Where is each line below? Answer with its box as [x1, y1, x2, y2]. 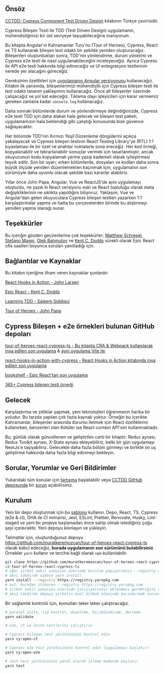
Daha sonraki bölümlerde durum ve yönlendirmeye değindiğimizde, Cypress [5, 108, 158, 114]
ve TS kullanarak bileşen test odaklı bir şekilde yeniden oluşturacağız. [5, 47, 145, 53]
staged [5, 520, 20, 525]
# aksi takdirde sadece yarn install [5, 573, 82, 578]
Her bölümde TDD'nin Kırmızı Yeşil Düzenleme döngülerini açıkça [5, 133, 137, 139]
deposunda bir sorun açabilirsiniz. [5, 482, 73, 488]
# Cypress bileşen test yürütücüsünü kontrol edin [5, 632, 110, 637]
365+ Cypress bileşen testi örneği [5, 382, 73, 388]
